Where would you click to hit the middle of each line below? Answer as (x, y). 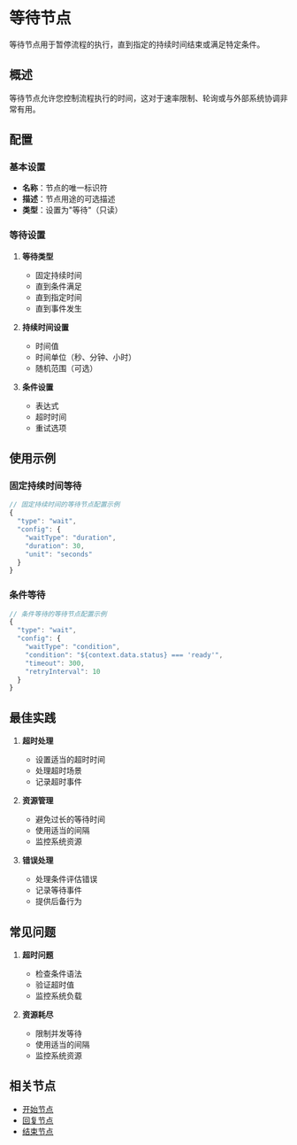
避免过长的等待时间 (70, 819)
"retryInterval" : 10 (63, 671)
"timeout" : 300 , (55, 663)
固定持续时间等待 (46, 486)
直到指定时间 (58, 297)
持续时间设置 (45, 327)
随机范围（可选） (66, 367)
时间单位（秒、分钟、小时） (86, 357)
